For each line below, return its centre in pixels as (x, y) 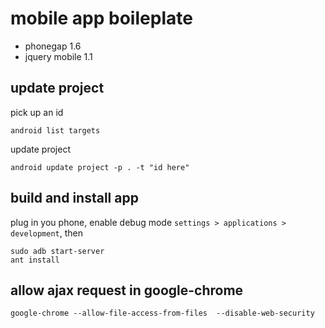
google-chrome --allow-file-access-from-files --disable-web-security (162, 313)
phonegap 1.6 (53, 46)
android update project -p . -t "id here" (100, 167)
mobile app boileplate (101, 18)
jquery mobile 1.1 (58, 56)
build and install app (74, 198)
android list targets (55, 130)
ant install (35, 260)
